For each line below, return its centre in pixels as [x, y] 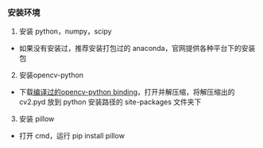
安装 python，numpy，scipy [65, 31]
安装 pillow [37, 119]
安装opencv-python [51, 75]
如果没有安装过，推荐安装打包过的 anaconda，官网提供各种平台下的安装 [137, 49]
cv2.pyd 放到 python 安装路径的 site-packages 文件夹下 [110, 102]
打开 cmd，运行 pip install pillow [72, 136]
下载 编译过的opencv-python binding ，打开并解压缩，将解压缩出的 [127, 92]
